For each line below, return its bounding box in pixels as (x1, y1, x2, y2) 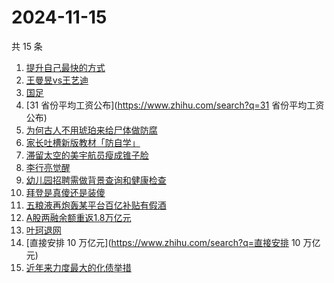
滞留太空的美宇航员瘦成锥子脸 (25, 149, 149, 161)
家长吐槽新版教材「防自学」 (25, 136, 141, 148)
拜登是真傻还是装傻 (25, 186, 106, 198)
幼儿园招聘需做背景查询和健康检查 (25, 174, 167, 186)
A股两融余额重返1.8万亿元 (25, 211, 132, 223)
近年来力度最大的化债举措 (25, 261, 132, 273)
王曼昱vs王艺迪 (25, 74, 89, 86)
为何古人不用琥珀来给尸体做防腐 (25, 124, 158, 136)
